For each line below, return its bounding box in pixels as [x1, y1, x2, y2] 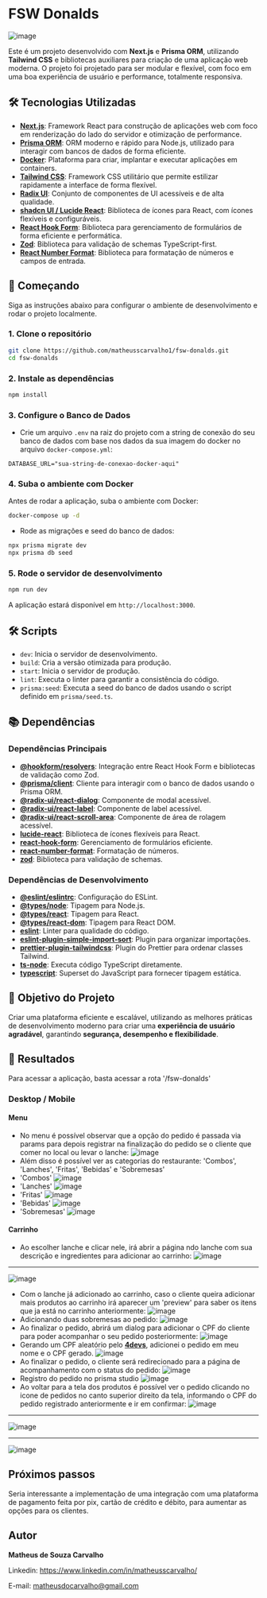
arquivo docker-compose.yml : [19, 444, 113, 454]
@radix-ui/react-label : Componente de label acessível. [19, 804, 203, 813]
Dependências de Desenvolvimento [8, 874, 149, 885]
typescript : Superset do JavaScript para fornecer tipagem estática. [19, 968, 242, 978]
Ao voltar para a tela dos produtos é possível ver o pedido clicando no [19, 1382, 250, 1391]
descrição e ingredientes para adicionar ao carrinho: [19, 1251, 192, 1260]
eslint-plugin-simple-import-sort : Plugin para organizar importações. [19, 934, 251, 944]
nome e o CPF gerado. [19, 1348, 94, 1358]
